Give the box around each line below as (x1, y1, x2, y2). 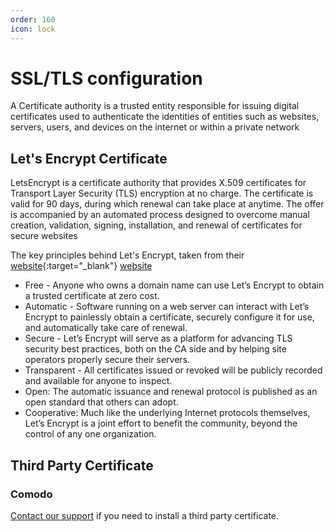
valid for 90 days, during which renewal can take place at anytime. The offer (10, 198, 325, 210)
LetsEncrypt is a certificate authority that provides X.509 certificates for (10, 177, 307, 189)
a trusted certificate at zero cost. (24, 290, 160, 302)
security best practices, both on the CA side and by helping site (24, 343, 287, 355)
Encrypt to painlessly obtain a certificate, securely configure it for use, (24, 311, 315, 323)
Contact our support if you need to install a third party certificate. (10, 509, 280, 521)
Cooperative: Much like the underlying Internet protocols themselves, (24, 407, 311, 419)
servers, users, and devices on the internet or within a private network (10, 121, 300, 133)
